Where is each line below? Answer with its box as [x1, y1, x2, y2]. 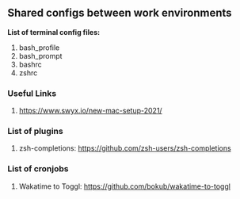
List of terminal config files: [7, 27, 101, 36]
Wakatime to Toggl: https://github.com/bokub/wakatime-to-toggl [18, 182, 231, 191]
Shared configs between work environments [7, 6, 232, 20]
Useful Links [7, 87, 57, 98]
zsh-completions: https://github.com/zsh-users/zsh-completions [18, 144, 231, 153]
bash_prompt [18, 51, 63, 60]
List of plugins [7, 126, 64, 137]
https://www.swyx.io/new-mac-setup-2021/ [18, 106, 163, 116]
